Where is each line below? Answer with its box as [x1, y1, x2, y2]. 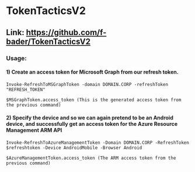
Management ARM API [6, 127, 62, 134]
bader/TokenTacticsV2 [6, 36, 90, 46]
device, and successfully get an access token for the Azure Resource [6, 121, 178, 128]
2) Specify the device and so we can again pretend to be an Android [6, 114, 173, 121]
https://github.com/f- [26, 27, 107, 37]
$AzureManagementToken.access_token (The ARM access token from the [6, 155, 176, 161]
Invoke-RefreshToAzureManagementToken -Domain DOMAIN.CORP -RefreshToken [6, 139, 190, 146]
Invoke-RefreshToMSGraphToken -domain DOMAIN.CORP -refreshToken [6, 81, 168, 87]
